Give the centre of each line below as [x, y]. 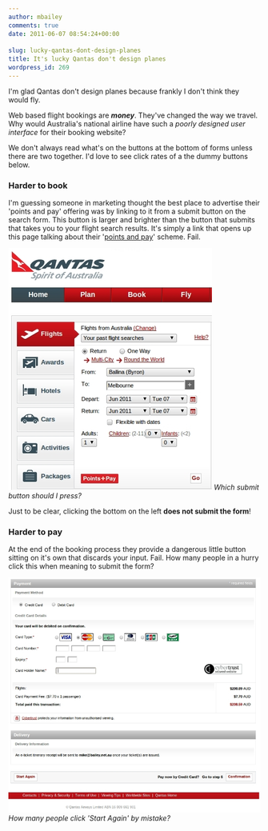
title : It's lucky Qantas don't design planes [87, 59]
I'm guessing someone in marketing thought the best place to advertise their [134, 203]
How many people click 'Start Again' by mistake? [89, 818]
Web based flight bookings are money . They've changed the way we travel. [133, 115]
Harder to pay [35, 532]
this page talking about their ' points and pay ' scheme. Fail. [105, 237]
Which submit [236, 487]
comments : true [34, 25]
